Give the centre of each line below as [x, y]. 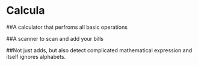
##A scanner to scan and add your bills [55, 38]
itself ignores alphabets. [36, 56]
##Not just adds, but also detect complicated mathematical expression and [99, 50]
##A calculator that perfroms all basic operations [67, 27]
